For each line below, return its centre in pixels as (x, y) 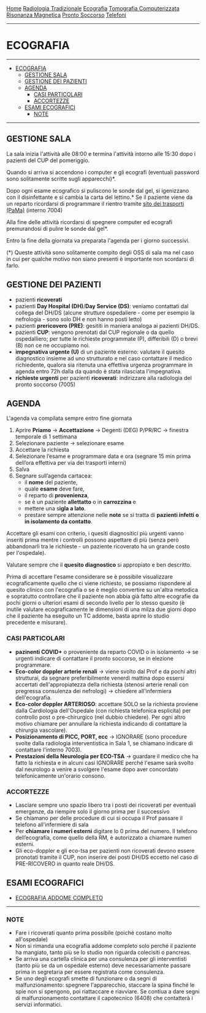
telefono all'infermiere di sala (52, 825)
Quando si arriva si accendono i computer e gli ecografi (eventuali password (103, 172)
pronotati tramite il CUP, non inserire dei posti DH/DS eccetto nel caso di (107, 857)
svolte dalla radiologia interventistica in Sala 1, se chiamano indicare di (104, 743)
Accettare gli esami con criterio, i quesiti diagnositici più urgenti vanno (95, 534)
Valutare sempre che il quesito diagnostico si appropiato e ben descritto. (99, 565)
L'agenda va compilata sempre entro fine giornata (69, 418)
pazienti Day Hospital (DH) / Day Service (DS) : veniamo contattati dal (102, 306)
